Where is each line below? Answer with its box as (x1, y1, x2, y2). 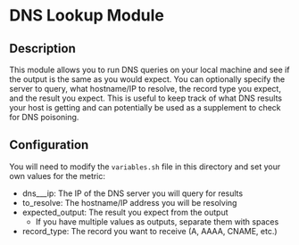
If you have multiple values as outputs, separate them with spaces (35, 216, 279, 227)
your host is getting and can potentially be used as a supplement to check (9, 102, 281, 112)
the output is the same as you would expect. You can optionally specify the (9, 74, 286, 85)
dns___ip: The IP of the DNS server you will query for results (21, 188, 244, 199)
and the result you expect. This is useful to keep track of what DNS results (9, 93, 283, 103)
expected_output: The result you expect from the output (21, 207, 229, 217)
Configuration (9, 137, 89, 152)
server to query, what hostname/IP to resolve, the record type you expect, (9, 84, 281, 94)
